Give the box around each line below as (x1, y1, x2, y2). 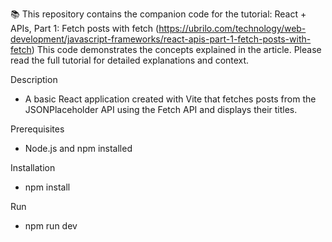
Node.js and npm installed (24, 143, 133, 154)
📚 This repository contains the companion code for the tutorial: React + (10, 8, 307, 20)
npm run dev (24, 220, 78, 232)
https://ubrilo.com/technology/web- (158, 23, 307, 34)
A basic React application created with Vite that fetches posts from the (24, 93, 317, 105)
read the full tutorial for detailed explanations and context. (10, 54, 250, 66)
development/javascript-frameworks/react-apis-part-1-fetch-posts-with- (10, 33, 312, 45)
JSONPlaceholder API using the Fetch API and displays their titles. (24, 104, 298, 115)
